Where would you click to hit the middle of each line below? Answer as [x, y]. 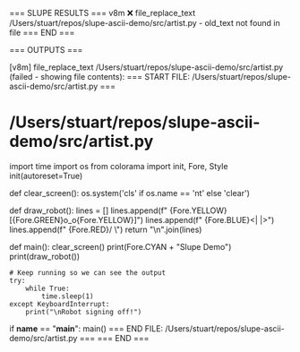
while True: [47, 288]
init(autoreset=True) [46, 176]
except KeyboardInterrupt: [60, 304]
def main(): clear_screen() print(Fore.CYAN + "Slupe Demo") [120, 246]
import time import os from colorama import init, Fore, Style [119, 166]
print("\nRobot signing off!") [84, 312]
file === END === [42, 32]
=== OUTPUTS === [46, 50]
